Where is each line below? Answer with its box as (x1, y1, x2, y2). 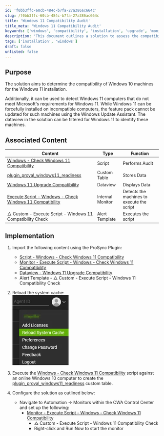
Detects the (123, 188, 146, 194)
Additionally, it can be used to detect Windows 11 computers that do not (5, 96, 149, 102)
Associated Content (5, 136, 67, 144)
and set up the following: (19, 405, 69, 410)
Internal (97, 194, 113, 200)
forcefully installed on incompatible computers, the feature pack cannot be (5, 106, 156, 112)
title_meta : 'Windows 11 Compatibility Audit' (5, 24, 102, 28)
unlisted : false (5, 49, 38, 54)
